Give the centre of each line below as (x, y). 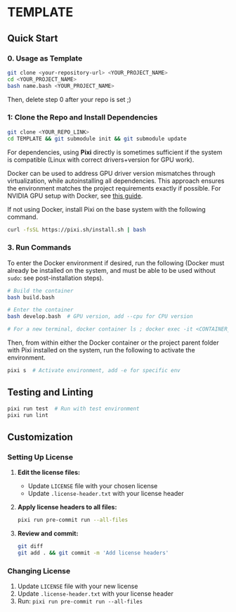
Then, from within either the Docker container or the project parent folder (113, 343)
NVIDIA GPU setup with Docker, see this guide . (75, 196)
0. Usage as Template (45, 58)
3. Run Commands (39, 248)
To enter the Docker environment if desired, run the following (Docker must (116, 263)
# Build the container (40, 291)
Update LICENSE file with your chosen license (93, 486)
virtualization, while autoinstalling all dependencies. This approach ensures (116, 181)
